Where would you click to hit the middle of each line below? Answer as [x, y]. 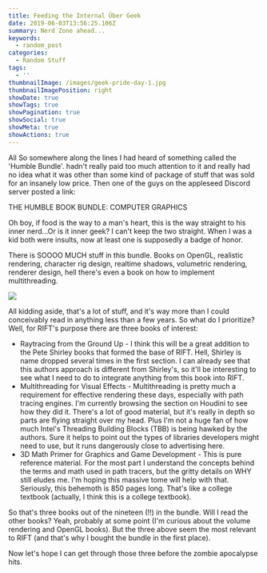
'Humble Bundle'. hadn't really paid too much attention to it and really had [129, 166]
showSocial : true [37, 120]
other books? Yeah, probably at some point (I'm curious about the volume [130, 520]
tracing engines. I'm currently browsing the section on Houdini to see [133, 403]
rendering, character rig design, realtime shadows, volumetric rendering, [128, 263]
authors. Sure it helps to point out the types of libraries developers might [139, 437]
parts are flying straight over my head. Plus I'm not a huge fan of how [134, 420]
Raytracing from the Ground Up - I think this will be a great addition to [134, 343]
